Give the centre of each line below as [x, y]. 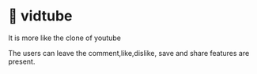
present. [22, 61]
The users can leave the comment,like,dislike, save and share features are [129, 53]
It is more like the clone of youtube [64, 38]
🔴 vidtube [40, 16]
